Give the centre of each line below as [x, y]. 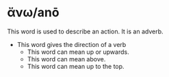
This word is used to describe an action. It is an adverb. [85, 31]
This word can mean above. [66, 59]
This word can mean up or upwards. [78, 52]
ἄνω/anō [33, 13]
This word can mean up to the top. [76, 66]
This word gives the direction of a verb [71, 44]
